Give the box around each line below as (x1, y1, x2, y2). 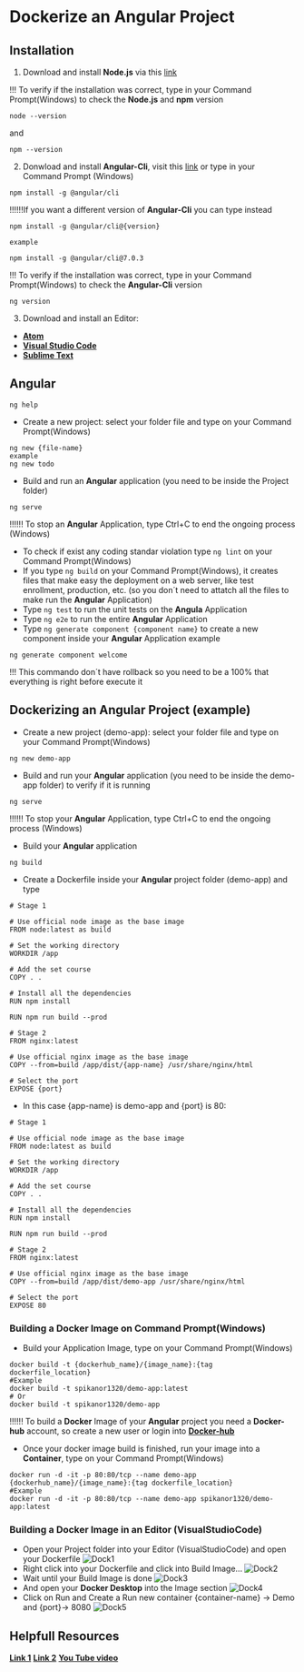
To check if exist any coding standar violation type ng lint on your (22, 546, 273, 557)
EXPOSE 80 (9, 1301, 47, 1310)
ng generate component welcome (9, 650, 128, 660)
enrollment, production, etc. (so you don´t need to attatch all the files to (22, 584, 289, 595)
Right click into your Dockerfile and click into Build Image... (22, 1563, 243, 1575)
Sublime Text (22, 350, 74, 360)
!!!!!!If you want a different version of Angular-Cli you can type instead (9, 205, 272, 215)
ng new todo (9, 459, 54, 468)
